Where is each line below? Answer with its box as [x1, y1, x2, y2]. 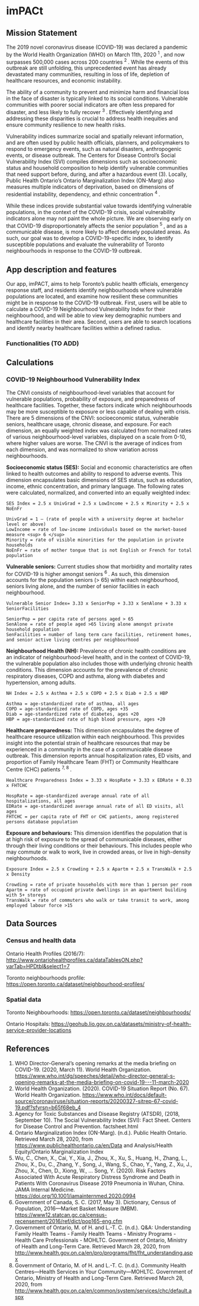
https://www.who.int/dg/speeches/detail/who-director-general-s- [14, 1072, 176, 1080]
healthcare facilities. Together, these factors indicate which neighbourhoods [6, 401, 192, 408]
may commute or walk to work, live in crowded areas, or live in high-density [6, 848, 191, 855]
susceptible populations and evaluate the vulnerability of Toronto [6, 241, 165, 248]
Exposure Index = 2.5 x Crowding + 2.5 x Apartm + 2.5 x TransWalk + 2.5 [6, 866, 192, 872]
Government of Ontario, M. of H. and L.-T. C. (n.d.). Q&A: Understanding [14, 1223, 191, 1231]
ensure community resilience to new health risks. [6, 121, 126, 128]
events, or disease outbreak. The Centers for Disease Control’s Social [6, 152, 176, 159]
